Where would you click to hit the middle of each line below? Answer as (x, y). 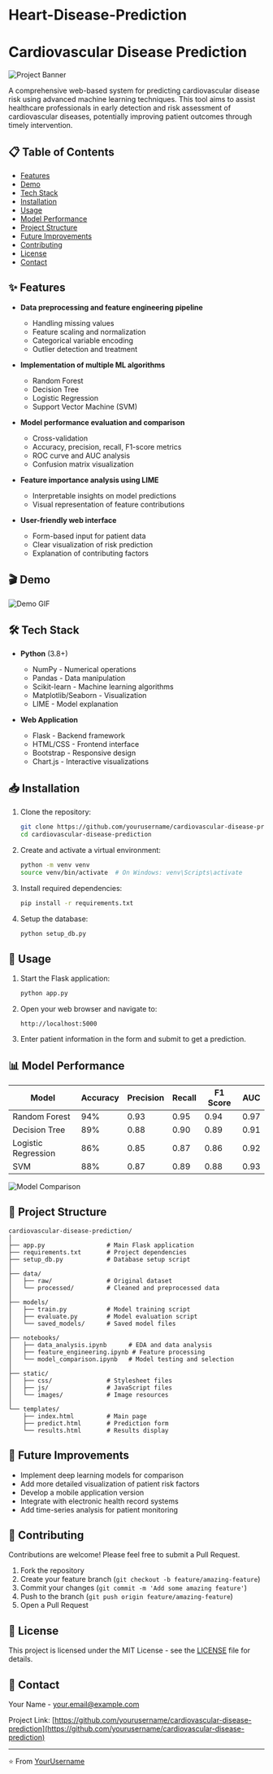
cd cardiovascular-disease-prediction (86, 835)
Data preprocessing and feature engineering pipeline (111, 307)
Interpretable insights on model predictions (104, 495)
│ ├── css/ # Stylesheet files (91, 1381)
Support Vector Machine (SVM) (85, 406)
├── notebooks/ (34, 1337)
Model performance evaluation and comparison (102, 422)
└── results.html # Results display (96, 1430)
